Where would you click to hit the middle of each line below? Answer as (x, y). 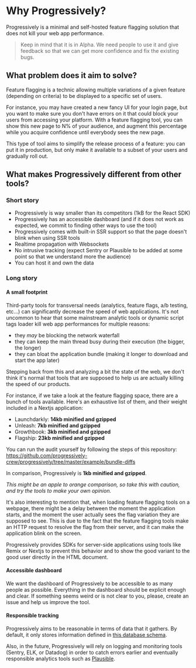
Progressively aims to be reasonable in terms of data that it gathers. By (92, 628)
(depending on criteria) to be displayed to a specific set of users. (84, 96)
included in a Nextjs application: (45, 408)
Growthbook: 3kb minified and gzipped (63, 432)
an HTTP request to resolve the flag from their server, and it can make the (95, 527)
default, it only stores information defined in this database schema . (87, 635)
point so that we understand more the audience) (73, 257)
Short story (23, 201)
